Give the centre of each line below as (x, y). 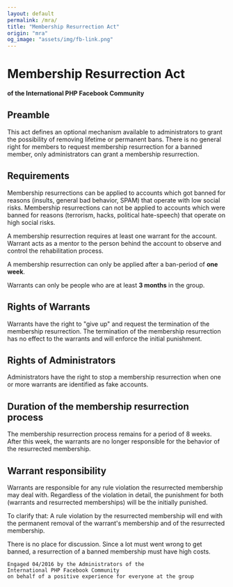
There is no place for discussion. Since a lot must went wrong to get (105, 544)
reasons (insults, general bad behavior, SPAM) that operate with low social (114, 200)
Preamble (29, 115)
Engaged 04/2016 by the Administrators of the (76, 564)
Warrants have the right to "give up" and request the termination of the (109, 324)
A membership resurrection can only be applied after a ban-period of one (113, 264)
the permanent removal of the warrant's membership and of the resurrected (116, 523)
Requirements (38, 176)
